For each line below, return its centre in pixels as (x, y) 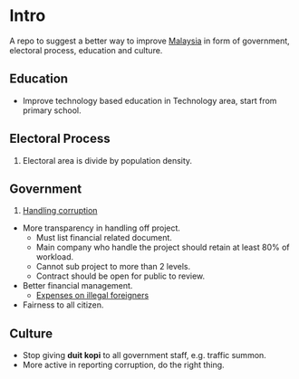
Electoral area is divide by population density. (107, 160)
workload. (55, 257)
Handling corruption (60, 211)
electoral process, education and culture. (86, 50)
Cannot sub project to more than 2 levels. (113, 267)
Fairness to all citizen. (63, 305)
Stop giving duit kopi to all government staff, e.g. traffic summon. (145, 355)
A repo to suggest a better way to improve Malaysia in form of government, (149, 41)
